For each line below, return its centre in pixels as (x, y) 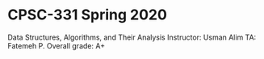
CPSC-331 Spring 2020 (87, 15)
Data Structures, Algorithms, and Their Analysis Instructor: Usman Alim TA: (132, 37)
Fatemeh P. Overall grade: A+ (57, 45)
